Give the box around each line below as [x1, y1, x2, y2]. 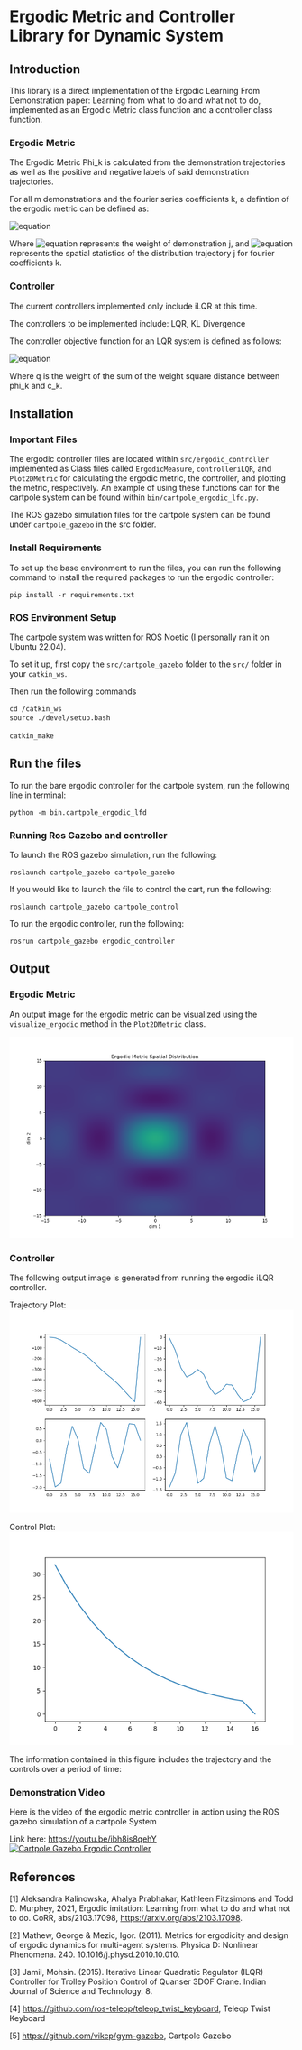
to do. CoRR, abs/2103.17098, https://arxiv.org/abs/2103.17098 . [9, 1913, 243, 1924]
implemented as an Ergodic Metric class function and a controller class [9, 105, 273, 115]
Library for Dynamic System [9, 25, 224, 46]
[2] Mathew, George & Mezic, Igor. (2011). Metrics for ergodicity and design [9, 1930, 288, 1941]
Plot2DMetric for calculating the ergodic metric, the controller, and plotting [9, 473, 287, 484]
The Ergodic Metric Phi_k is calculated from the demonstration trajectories [9, 157, 286, 168]
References [9, 1870, 76, 1885]
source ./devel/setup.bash [9, 713, 111, 723]
